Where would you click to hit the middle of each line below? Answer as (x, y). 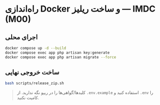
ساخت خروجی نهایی (32, 72)
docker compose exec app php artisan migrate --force (61, 57)
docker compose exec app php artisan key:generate (57, 52)
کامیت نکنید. (28, 98)
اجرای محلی (21, 37)
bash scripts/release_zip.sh (35, 83)
